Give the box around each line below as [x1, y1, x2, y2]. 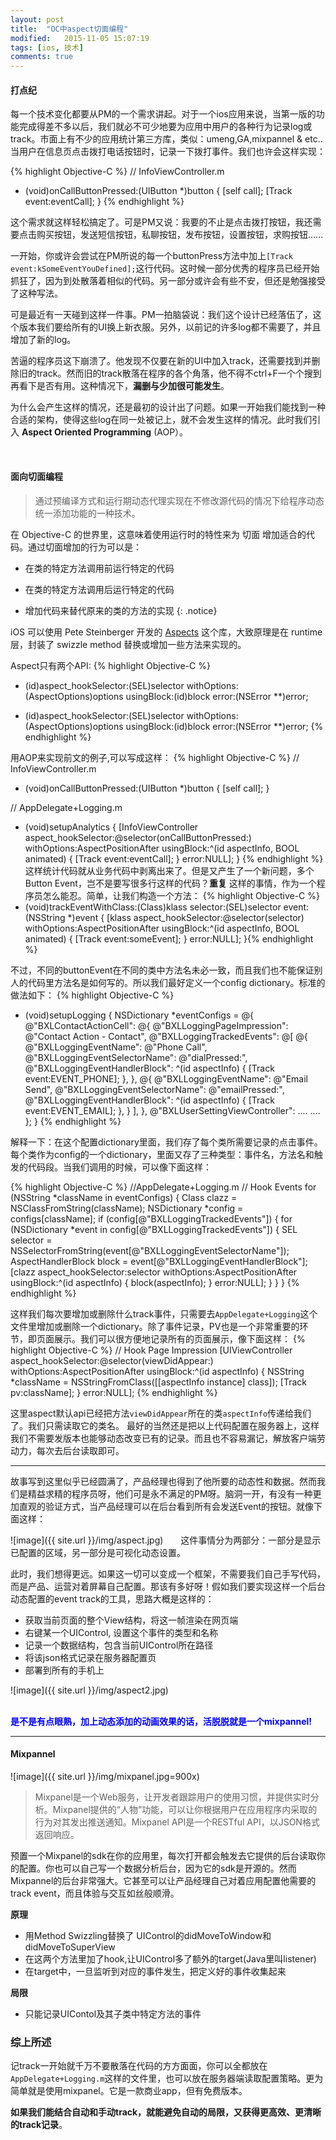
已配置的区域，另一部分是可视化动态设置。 [10, 1546, 186, 1558]
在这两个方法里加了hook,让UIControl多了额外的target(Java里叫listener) [24, 1952, 317, 1965]
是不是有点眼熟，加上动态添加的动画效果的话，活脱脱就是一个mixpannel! [10, 1715, 313, 1727]
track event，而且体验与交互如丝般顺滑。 [10, 1887, 180, 1899]
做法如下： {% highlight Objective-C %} [10, 989, 175, 1001]
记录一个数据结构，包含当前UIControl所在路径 [24, 1639, 214, 1651]
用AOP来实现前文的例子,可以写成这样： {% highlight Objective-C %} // [10, 751, 300, 763]
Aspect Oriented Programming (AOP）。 [21, 426, 189, 438]
